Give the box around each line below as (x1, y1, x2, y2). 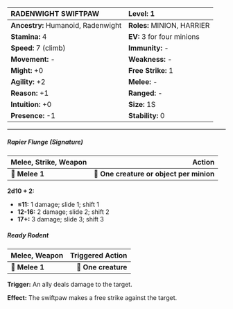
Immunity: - (128, 43, 169, 53)
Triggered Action (70, 250, 128, 260)
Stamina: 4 (10, 32, 47, 41)
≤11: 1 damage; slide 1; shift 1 (17, 200, 99, 208)
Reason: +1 (10, 88, 49, 98)
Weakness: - (128, 55, 173, 64)
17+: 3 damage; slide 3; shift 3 (17, 215, 104, 223)
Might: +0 (10, 66, 44, 75)
